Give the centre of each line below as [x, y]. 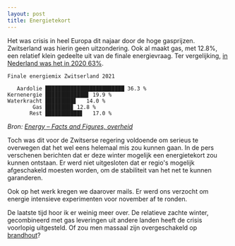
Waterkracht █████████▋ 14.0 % [56, 101]
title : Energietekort [39, 20]
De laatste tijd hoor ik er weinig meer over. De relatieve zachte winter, [108, 212]
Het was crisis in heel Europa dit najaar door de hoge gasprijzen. [101, 40]
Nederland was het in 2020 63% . [55, 63]
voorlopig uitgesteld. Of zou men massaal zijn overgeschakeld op [102, 228]
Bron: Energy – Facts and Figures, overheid [70, 126]
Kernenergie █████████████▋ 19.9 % [60, 95]
